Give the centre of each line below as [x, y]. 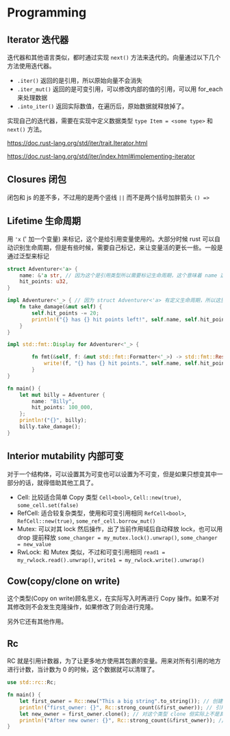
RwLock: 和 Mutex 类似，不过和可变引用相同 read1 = [91, 552]
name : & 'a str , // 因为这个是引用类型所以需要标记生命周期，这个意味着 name [118, 275]
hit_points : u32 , [44, 282]
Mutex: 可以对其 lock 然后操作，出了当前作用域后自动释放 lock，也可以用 [120, 528]
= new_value [34, 544]
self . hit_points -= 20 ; [65, 313]
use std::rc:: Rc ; [32, 683]
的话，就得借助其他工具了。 [58, 482]
